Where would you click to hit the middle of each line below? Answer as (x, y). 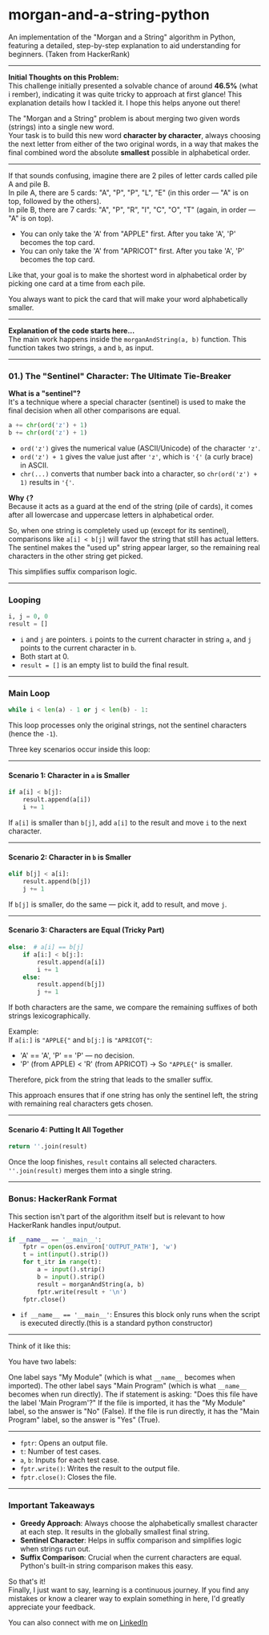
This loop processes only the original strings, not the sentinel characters (127, 725)
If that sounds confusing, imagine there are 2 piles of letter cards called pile (133, 175)
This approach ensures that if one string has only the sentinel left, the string (133, 1095)
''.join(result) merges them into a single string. (90, 1171)
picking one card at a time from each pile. (77, 283)
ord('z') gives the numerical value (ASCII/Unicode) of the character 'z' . (140, 448)
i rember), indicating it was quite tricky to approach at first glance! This (125, 94)
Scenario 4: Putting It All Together (66, 1129)
